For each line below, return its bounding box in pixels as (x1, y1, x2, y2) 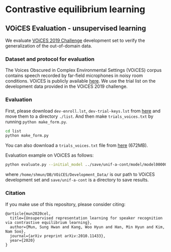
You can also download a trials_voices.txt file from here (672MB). (5, 142, 149, 148)
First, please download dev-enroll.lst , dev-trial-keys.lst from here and (5, 108, 161, 114)
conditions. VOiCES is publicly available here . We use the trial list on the (5, 78, 156, 84)
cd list (5, 129, 22, 134)
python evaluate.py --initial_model (5, 162, 83, 167)
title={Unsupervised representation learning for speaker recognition (10, 215, 163, 220)
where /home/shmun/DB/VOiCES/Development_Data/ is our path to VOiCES (5, 171, 155, 178)
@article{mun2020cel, (5, 211, 51, 216)
